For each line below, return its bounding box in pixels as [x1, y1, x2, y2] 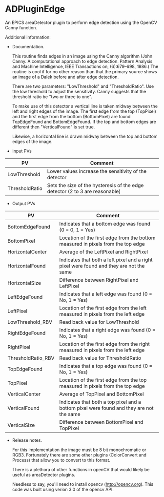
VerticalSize [7, 421, 35, 428]
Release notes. [12, 437, 42, 443]
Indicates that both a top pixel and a [59, 398, 142, 405]
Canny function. [5, 24, 38, 30]
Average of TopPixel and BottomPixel [59, 391, 144, 397]
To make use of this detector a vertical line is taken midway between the [12, 103, 158, 109]
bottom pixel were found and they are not [59, 404, 154, 411]
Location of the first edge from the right [59, 340, 150, 347]
